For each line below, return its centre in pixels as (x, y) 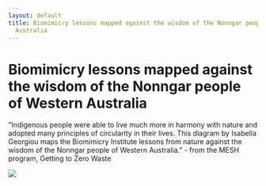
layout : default (35, 15)
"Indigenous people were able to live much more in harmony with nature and (133, 125)
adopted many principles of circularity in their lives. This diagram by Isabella (133, 133)
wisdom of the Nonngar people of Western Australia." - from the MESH (124, 150)
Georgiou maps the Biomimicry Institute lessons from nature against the (125, 142)
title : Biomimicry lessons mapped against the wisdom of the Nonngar (125, 23)
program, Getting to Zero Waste (60, 158)
